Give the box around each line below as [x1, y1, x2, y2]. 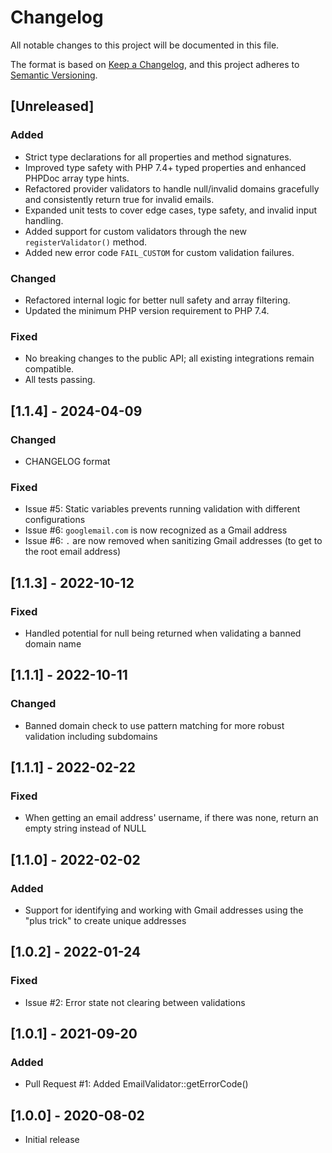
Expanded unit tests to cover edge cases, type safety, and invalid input [24, 204, 318, 216]
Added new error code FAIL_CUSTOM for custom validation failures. [24, 246, 295, 258]
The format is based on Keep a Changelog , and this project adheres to [10, 58, 300, 70]
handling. [24, 214, 64, 226]
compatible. [24, 363, 75, 375]
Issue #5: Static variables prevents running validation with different [24, 503, 301, 515]
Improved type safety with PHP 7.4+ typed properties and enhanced [24, 161, 307, 173]
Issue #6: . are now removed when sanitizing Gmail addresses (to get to [24, 535, 323, 547]
